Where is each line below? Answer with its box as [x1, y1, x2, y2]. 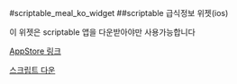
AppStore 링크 [9, 46, 61, 56]
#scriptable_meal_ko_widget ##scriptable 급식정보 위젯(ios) [9, 8, 229, 18]
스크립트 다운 [9, 65, 56, 75]
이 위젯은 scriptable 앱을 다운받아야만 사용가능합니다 [9, 27, 196, 38]
